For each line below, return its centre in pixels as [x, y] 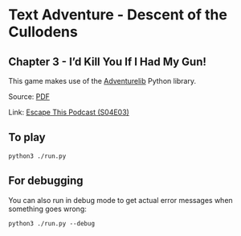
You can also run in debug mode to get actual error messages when [120, 200]
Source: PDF [29, 97]
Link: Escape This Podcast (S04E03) [69, 112]
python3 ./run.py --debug [51, 223]
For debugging [46, 181]
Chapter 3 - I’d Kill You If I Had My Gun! [108, 62]
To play [27, 137]
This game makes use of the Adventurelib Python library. [102, 81]
